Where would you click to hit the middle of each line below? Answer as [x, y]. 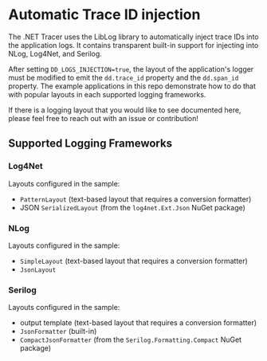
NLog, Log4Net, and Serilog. [55, 53]
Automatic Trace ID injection [104, 15]
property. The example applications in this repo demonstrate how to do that [132, 86]
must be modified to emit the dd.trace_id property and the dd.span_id [124, 77]
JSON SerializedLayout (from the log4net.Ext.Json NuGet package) [132, 207]
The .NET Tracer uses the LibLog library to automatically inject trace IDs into [133, 37]
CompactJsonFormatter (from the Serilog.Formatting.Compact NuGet [130, 339]
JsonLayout [38, 270]
